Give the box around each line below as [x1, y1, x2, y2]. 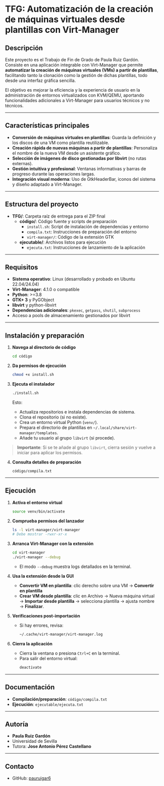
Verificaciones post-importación [12, 613, 81, 619]
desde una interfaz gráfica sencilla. [5, 77, 76, 83]
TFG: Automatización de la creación [5, 3, 154, 15]
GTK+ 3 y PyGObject [12, 297, 55, 303]
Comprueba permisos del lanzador [12, 518, 84, 524]
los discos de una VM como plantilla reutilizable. [12, 140, 109, 146]
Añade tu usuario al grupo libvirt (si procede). [19, 435, 115, 441]
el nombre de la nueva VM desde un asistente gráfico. [12, 150, 121, 156]
